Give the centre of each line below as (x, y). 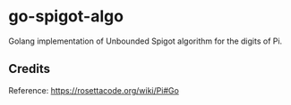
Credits (30, 69)
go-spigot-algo (66, 16)
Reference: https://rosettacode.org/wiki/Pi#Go (94, 90)
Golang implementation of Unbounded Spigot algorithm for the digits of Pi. (145, 41)
